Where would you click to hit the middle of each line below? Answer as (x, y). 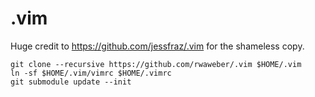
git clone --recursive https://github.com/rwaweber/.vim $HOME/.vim (156, 64)
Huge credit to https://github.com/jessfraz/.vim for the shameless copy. (157, 46)
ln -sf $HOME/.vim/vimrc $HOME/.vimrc (91, 73)
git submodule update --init (71, 82)
